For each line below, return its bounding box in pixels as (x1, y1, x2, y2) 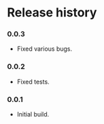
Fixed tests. (16, 77, 50, 86)
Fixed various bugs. (16, 45, 73, 53)
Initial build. (16, 110, 50, 119)
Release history (7, 5, 97, 21)
